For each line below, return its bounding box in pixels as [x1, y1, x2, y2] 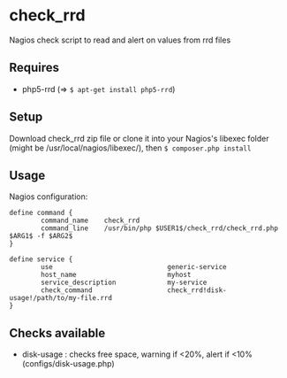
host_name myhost [41, 271, 192, 280]
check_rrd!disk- [167, 286, 227, 295]
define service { [9, 255, 73, 264]
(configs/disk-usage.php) [21, 359, 115, 369]
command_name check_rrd [41, 216, 140, 226]
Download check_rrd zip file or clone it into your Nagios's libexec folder [9, 133, 269, 143]
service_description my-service [41, 278, 208, 288]
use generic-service [41, 263, 227, 272]
